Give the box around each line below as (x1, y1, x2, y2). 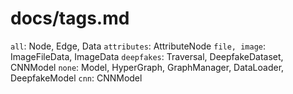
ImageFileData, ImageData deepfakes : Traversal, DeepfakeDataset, (10, 50, 284, 62)
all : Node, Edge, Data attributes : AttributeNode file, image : (10, 40, 267, 52)
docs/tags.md (10, 7, 130, 30)
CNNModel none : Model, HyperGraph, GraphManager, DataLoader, (10, 61, 285, 73)
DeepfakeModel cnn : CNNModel (10, 72, 143, 84)
